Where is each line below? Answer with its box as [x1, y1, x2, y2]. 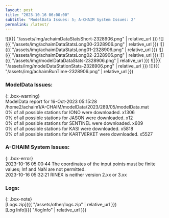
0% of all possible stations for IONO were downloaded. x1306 [5, 109, 135, 115]
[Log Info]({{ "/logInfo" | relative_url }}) [5, 207, 87, 213]
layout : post [5, 7, 33, 13]
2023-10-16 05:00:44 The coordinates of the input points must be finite [5, 161, 156, 167]
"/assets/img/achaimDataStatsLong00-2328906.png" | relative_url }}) [12, 41, 159, 48]
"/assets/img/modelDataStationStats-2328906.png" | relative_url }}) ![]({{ [5, 63, 159, 69]
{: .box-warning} [5, 93, 40, 99]
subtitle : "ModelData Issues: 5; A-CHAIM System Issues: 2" [5, 17, 136, 22]
